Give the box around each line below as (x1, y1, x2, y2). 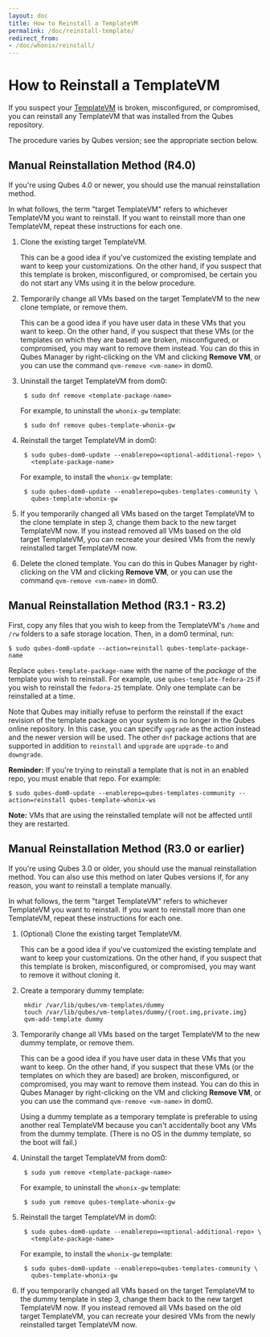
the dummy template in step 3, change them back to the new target (19, 1294, 243, 1303)
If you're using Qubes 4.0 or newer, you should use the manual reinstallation (8, 180, 260, 190)
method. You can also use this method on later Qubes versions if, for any (8, 872, 249, 881)
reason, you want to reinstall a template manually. (8, 880, 173, 890)
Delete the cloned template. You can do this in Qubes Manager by (19, 558, 239, 568)
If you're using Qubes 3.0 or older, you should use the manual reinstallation (8, 863, 257, 873)
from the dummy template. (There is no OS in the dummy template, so (19, 1129, 252, 1138)
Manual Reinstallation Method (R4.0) (8, 158, 196, 173)
